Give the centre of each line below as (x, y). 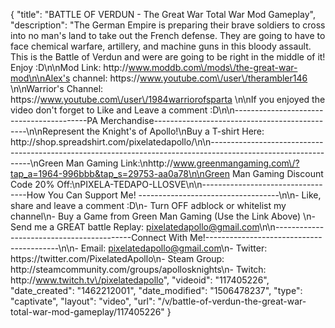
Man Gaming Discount (277, 173)
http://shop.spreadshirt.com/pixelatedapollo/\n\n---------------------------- (167, 142)
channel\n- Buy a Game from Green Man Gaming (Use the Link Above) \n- (163, 216)
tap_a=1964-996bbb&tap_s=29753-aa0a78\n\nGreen (120, 173)
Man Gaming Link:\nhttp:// (119, 163)
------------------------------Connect (88, 237)
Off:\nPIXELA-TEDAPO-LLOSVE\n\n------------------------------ (189, 184)
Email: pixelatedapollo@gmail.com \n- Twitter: (174, 248)
